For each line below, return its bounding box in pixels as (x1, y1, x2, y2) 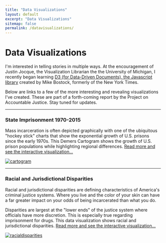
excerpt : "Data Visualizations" (5, 16, 72, 21)
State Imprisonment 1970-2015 (5, 116, 81, 123)
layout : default (5, 12, 39, 17)
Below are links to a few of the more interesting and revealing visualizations (5, 89, 159, 95)
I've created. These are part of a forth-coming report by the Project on (5, 94, 148, 100)
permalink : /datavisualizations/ (5, 26, 74, 31)
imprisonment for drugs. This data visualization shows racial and (5, 217, 137, 223)
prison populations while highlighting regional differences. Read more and (5, 143, 156, 149)
